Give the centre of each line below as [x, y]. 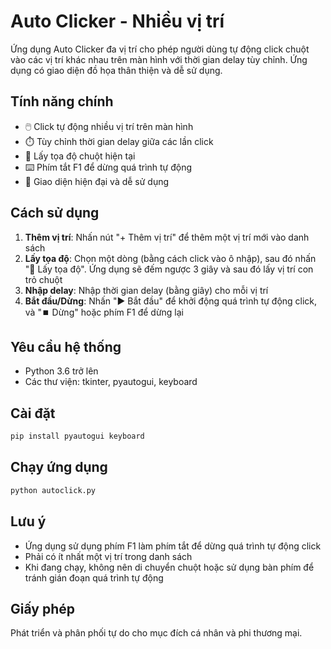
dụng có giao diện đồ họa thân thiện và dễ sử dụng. [116, 70]
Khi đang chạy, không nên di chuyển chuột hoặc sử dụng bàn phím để [169, 567]
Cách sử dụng [55, 213]
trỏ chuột [43, 279]
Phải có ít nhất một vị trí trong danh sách [108, 556]
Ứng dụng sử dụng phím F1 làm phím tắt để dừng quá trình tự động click [173, 546]
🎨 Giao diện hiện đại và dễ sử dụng [97, 181]
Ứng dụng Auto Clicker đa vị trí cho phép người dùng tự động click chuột [160, 49]
